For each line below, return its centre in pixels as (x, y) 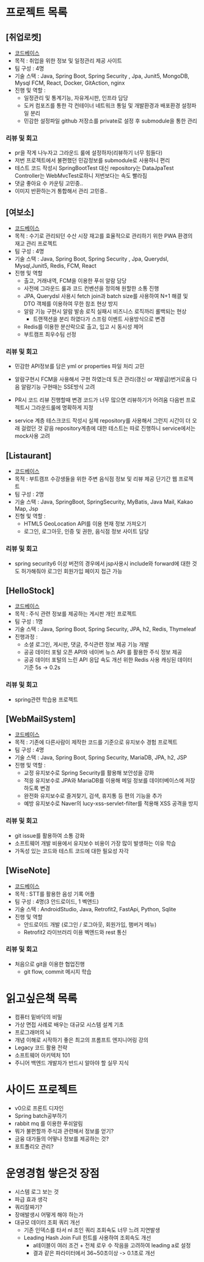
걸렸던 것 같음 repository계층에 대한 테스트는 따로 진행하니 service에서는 (108, 428)
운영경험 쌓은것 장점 (53, 1173)
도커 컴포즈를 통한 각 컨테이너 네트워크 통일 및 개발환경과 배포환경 (102, 105)
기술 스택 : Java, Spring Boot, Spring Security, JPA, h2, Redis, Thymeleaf (105, 629)
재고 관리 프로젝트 (36, 243)
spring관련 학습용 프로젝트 (46, 699)
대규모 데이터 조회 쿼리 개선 (47, 1222)
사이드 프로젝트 (42, 1090)
